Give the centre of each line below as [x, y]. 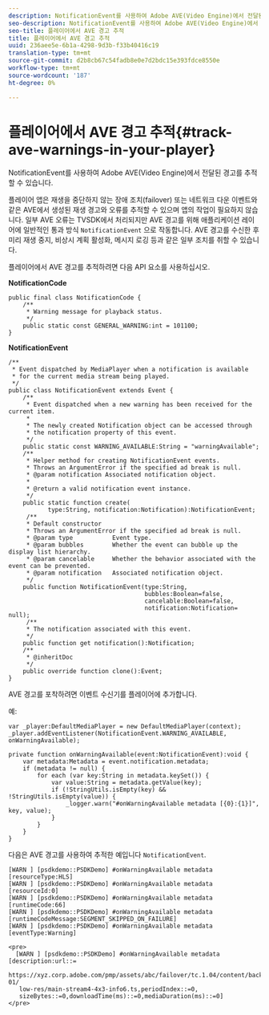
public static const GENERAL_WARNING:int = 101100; [110, 326]
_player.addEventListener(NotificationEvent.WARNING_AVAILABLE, [118, 734]
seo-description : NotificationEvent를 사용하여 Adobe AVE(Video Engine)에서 [133, 23]
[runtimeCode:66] [37, 905]
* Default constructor [64, 524]
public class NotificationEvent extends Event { [91, 391]
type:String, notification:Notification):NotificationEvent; [152, 510]
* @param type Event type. [89, 538]
